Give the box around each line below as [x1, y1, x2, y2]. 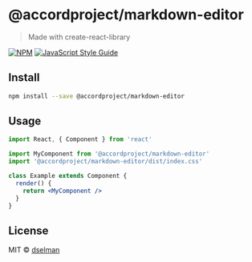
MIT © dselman [8, 245, 60, 255]
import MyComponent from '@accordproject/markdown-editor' [8, 150, 210, 158]
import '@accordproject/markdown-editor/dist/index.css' [8, 158, 203, 166]
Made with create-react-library [27, 32, 131, 42]
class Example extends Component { [8, 172, 128, 180]
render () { [15, 179, 52, 187]
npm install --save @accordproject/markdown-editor [8, 92, 185, 100]
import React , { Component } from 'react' [8, 135, 152, 143]
